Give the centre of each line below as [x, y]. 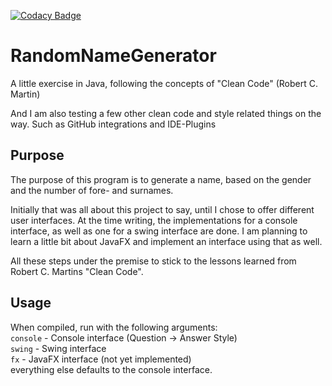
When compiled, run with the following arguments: [114, 327]
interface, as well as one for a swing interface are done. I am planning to [159, 231]
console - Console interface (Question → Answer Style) [124, 337]
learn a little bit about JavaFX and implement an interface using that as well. [166, 241]
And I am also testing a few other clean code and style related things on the [166, 113]
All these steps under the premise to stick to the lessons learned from [153, 261]
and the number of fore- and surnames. [92, 190]
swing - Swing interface [58, 348]
